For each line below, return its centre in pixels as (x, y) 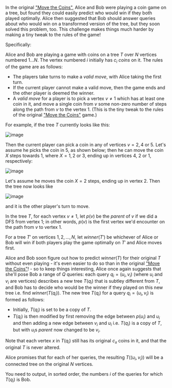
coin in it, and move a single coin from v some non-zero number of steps (90, 104)
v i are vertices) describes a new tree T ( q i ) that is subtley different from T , (83, 282)
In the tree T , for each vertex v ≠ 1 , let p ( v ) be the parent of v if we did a (81, 216)
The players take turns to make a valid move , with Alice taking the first (87, 76)
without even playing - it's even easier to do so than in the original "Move (83, 263)
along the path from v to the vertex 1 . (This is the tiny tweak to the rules (88, 109)
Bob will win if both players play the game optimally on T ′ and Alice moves (84, 242)
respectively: (19, 161)
